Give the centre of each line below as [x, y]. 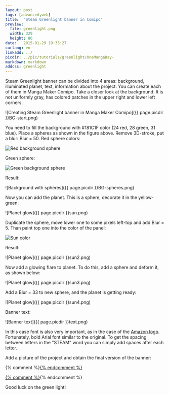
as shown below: [23, 273]
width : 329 [21, 34]
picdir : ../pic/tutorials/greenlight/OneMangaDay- [60, 57]
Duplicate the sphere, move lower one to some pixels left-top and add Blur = [85, 223]
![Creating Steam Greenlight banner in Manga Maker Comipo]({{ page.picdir [84, 113]
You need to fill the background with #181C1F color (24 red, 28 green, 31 [80, 128]
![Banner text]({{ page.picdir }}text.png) [47, 322]
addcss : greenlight [26, 67]
